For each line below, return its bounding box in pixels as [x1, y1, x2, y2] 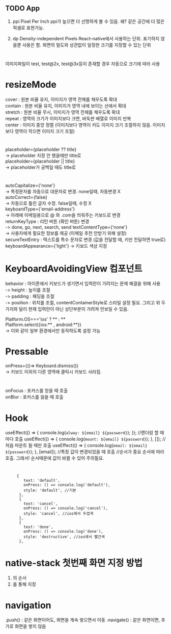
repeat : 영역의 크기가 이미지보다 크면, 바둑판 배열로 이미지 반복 [5, 115, 131, 121]
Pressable [5, 346, 49, 357]
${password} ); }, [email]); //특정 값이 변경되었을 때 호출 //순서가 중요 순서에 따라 [5, 448, 164, 455]
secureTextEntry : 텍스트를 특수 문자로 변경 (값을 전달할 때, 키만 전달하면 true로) [5, 236, 166, 243]
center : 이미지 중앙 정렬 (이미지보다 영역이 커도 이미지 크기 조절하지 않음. [5, 122, 152, 128]
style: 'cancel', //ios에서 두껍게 [23, 511, 94, 516]
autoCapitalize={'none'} [5, 182, 55, 189]
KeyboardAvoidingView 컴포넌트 [5, 262, 142, 274]
